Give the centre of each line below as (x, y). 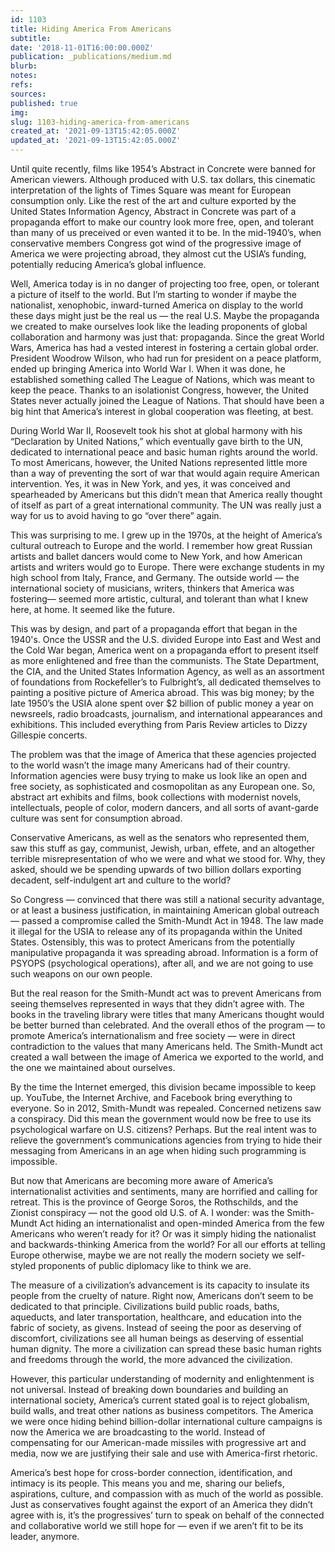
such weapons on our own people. (81, 974)
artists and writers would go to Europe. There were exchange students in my (167, 567)
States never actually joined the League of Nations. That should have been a (167, 400)
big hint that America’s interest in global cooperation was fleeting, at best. (162, 411)
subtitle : (31, 38)
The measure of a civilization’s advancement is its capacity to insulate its (160, 1285)
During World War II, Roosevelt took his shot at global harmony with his (156, 430)
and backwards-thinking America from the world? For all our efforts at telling (168, 1244)
